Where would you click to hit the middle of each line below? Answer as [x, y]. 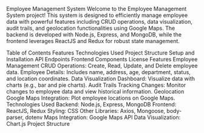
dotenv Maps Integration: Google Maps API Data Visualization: [103, 117]
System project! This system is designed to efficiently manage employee [97, 15]
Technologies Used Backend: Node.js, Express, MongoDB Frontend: [91, 104]
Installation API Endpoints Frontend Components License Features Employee [102, 59]
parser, [15, 117]
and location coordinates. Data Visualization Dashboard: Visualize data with [101, 79]
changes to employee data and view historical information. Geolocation [95, 91]
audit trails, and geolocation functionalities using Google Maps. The [91, 28]
